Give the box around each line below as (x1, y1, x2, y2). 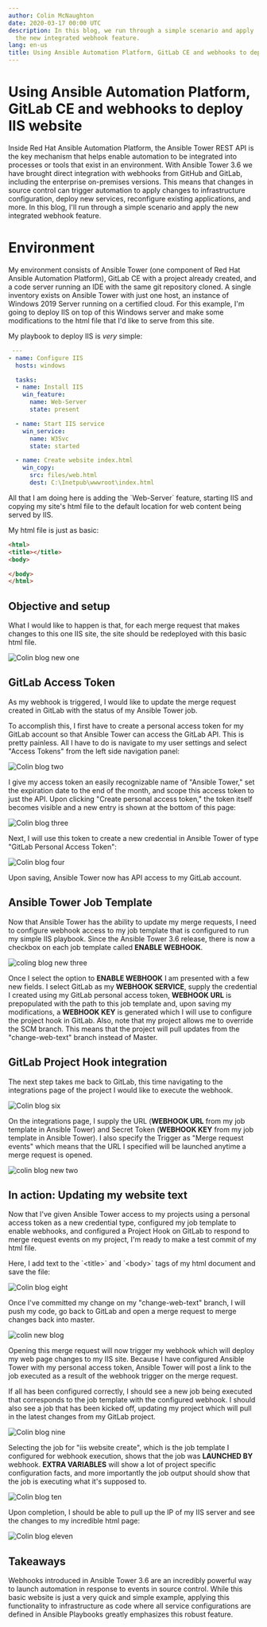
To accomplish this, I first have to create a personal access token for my (8, 721, 244, 730)
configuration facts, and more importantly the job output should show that (8, 1469, 250, 1478)
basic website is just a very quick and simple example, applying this (8, 1593, 230, 1602)
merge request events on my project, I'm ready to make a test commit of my (8, 1235, 257, 1245)
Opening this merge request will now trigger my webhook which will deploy (8, 1346, 255, 1355)
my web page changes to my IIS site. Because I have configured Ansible (8, 1355, 245, 1364)
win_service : (22, 427, 66, 435)
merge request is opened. (8, 1150, 93, 1160)
